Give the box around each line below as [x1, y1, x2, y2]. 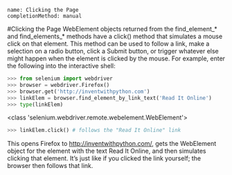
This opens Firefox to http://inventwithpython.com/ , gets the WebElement [7, 140, 217, 148]
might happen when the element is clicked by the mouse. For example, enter [7, 54, 226, 62]
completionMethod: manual [7, 12, 82, 19]
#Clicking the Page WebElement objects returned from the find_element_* [7, 25, 217, 33]
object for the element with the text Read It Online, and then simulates [7, 147, 206, 156]
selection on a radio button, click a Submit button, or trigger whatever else [7, 47, 220, 55]
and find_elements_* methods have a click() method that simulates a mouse [7, 32, 223, 40]
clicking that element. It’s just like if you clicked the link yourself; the [7, 154, 202, 162]
